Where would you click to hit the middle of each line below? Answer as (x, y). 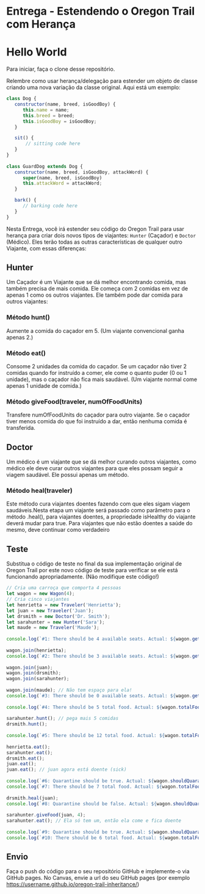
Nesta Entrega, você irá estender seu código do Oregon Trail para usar (95, 229)
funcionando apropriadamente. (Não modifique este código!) (83, 577)
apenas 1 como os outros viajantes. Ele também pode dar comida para (95, 295)
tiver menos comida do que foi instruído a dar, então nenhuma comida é (97, 421)
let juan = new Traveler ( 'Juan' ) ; (50, 611)
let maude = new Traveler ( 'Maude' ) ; (53, 628)
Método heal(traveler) (40, 491)
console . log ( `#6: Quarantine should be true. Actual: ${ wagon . (88, 781)
